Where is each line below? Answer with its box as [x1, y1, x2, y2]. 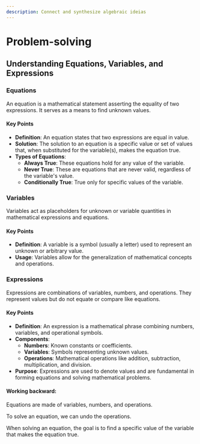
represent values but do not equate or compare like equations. [6, 295, 161, 302]
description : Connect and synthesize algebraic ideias [6, 8, 147, 15]
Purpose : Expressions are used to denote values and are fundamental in [14, 367, 194, 375]
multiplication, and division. [23, 361, 92, 368]
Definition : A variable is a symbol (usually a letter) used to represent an [14, 241, 192, 248]
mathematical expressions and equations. [6, 214, 109, 221]
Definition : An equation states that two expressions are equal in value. [14, 133, 189, 141]
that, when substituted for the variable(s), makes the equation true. [14, 146, 181, 154]
